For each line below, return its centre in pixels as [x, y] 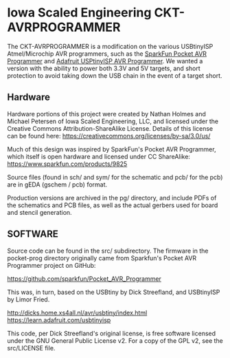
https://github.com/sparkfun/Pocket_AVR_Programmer [84, 278]
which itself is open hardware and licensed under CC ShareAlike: [99, 156]
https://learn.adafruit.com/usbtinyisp [59, 320]
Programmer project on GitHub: [51, 265]
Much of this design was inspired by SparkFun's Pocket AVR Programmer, [112, 149]
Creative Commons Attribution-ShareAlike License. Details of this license [110, 128]
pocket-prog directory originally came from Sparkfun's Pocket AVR [102, 258]
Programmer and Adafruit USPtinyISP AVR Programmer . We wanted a [105, 61]
